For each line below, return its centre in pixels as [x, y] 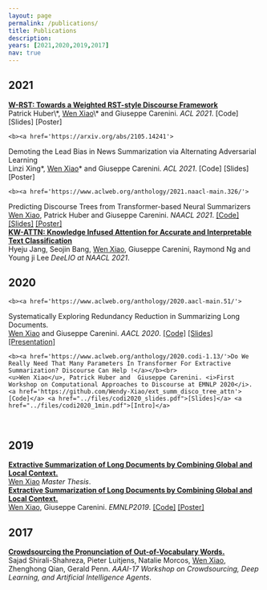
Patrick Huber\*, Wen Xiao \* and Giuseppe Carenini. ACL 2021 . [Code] [123, 113]
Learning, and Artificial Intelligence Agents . [80, 577]
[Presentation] [32, 341]
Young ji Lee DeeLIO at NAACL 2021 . [69, 257]
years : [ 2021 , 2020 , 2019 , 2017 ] [59, 46]
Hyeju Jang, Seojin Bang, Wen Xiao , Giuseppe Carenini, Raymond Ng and [129, 249]
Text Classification [40, 240]
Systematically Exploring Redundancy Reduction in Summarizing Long [124, 316]
